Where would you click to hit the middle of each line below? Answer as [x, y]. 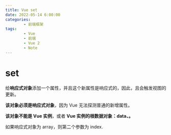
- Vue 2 [32, 43]
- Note [31, 48]
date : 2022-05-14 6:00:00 [33, 15]
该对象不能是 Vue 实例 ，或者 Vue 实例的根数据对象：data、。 [69, 116]
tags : [11, 29]
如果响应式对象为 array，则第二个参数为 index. [54, 127]
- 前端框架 [34, 24]
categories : [18, 19]
